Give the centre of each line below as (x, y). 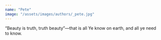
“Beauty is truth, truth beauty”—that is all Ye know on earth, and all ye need (81, 28)
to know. (14, 33)
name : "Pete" (18, 10)
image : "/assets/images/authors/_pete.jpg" (50, 14)
